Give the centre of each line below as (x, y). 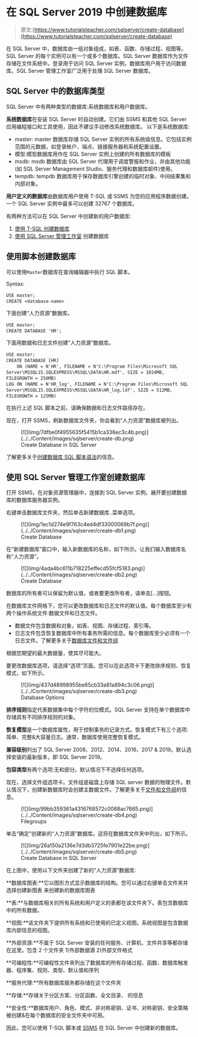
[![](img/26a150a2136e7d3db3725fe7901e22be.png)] (85, 846)
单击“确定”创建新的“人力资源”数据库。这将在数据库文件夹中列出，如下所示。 (98, 834)
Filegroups (34, 822)
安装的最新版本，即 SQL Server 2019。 (58, 757)
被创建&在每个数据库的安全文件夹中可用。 (57, 1015)
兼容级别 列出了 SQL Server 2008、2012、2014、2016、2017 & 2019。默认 (96, 750)
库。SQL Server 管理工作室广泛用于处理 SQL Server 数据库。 (80, 70)
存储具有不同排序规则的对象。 (42, 717)
